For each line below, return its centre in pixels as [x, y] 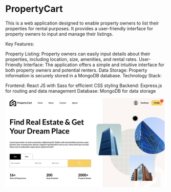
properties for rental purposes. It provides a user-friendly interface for [79, 28]
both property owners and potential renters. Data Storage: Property [76, 70]
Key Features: [20, 44]
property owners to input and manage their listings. [59, 34]
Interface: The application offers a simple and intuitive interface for [94, 65]
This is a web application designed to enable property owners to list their [82, 23]
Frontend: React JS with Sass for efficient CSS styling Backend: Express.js [84, 86]
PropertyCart [34, 9]
